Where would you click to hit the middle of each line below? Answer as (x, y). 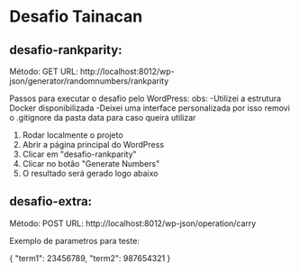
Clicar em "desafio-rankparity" (79, 154)
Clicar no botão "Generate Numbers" (91, 163)
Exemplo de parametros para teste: (74, 240)
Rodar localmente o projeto (72, 135)
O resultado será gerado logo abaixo (90, 173)
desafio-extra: (51, 201)
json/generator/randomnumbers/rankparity (89, 81)
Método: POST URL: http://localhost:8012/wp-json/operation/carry (133, 223)
